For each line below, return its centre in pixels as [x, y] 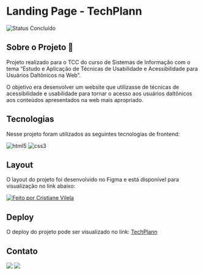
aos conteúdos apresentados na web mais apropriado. [75, 100]
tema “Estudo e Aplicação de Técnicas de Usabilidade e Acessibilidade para [102, 68]
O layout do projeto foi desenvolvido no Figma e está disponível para [93, 180]
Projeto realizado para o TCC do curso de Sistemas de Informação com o [98, 62]
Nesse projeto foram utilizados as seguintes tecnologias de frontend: [93, 134]
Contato [22, 251]
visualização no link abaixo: [41, 186]
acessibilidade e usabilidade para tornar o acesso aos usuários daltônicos [99, 94]
